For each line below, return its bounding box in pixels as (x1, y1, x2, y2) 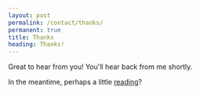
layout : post (8, 11, 51, 20)
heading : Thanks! (8, 41, 65, 49)
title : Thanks (8, 33, 55, 42)
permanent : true (8, 26, 61, 34)
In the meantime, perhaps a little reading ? (8, 78, 143, 87)
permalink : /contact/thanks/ (8, 19, 104, 27)
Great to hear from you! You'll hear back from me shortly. (8, 62, 193, 71)
